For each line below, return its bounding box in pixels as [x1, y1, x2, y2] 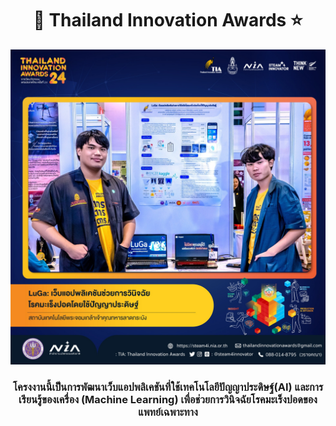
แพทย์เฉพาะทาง [138, 405, 198, 419]
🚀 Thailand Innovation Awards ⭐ [33, 9, 303, 32]
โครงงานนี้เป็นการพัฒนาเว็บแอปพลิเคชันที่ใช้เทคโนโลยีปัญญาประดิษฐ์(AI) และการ [12, 380, 324, 394]
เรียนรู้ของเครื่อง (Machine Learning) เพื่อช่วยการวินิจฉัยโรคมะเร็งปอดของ [18, 392, 318, 406]
